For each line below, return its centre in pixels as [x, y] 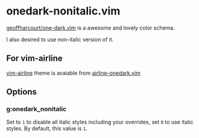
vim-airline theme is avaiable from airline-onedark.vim [73, 73]
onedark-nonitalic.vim [63, 11]
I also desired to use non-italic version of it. [60, 39]
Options [22, 92]
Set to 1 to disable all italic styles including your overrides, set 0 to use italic [100, 122]
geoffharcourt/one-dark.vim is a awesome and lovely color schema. [90, 28]
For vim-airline [35, 58]
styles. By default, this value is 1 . [47, 128]
